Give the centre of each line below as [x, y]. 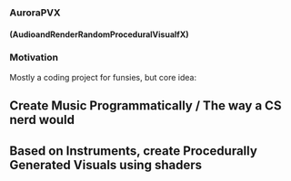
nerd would [42, 120]
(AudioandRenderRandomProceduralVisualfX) [99, 34]
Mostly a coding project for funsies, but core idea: [103, 77]
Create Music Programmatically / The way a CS [145, 106]
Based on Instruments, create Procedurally [133, 151]
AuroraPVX [35, 13]
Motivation [34, 58]
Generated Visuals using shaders [106, 165]
